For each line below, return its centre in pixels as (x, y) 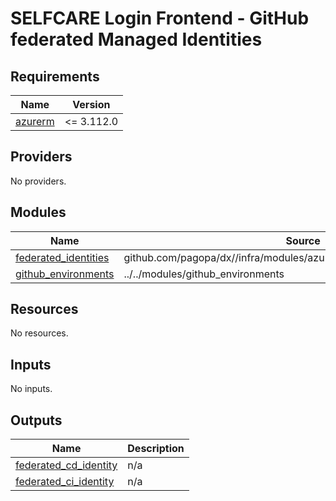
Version (91, 104)
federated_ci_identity (65, 482)
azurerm (35, 121)
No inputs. (31, 389)
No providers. (38, 181)
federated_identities (62, 257)
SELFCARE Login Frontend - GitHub (160, 18)
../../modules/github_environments (204, 274)
